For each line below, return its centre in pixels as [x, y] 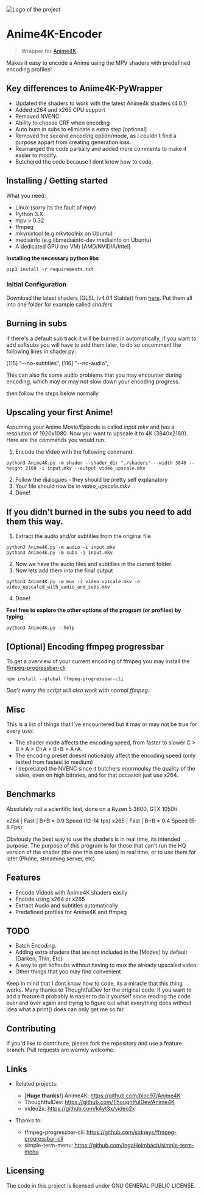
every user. [20, 730]
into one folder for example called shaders [59, 304]
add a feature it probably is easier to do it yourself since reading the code [98, 997]
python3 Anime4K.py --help [40, 628]
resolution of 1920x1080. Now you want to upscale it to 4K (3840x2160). [97, 434]
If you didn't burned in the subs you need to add [99, 512]
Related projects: [36, 1083]
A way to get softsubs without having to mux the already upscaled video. [107, 965]
